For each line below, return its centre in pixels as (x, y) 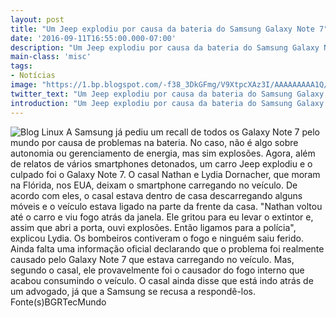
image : (24, 85)
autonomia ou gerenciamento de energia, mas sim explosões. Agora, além (163, 153)
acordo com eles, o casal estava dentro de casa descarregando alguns (156, 195)
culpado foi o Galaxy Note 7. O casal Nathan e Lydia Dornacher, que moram (165, 174)
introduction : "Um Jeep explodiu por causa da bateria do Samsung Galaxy (167, 103)
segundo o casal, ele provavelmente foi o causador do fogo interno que (157, 270)
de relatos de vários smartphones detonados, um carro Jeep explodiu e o (161, 163)
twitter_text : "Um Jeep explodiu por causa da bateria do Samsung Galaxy (167, 94)
